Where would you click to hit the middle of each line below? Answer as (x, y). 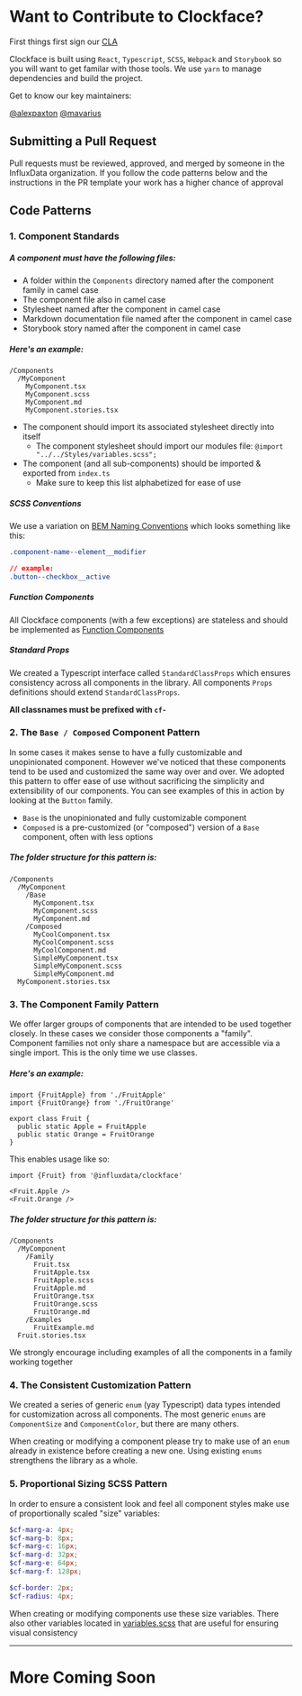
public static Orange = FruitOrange (86, 1135)
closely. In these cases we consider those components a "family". (131, 1034)
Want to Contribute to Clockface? (137, 17)
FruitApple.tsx (62, 1272)
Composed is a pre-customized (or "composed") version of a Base (141, 827)
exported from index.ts (66, 473)
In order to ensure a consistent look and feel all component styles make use (150, 1503)
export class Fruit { (50, 1119)
